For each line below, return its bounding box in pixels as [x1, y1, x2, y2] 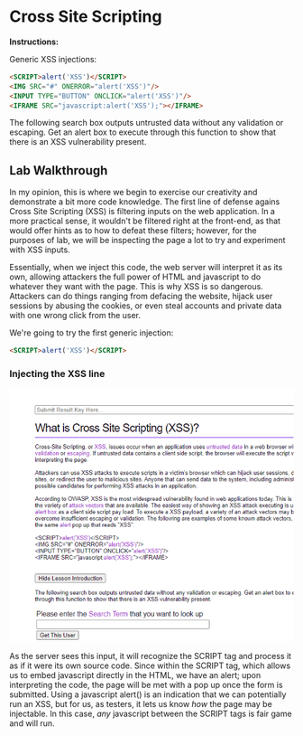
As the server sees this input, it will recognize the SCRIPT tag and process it [9, 651, 291, 662]
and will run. [9, 718, 56, 729]
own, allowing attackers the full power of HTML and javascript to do [9, 271, 262, 282]
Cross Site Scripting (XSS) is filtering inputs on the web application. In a [9, 206, 275, 217]
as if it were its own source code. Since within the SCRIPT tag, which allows [9, 660, 291, 671]
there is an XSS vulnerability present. [9, 137, 147, 147]
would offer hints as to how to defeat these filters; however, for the [9, 225, 257, 236]
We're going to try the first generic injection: [9, 327, 174, 338]
